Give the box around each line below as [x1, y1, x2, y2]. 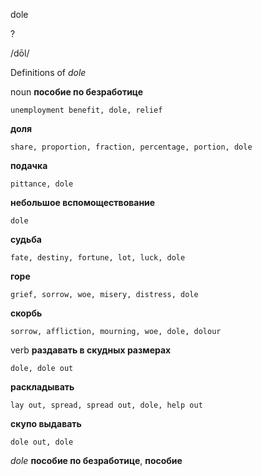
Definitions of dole [10, 67, 87, 78]
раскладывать [10, 381, 75, 393]
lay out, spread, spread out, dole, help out [10, 400, 203, 410]
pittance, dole [10, 179, 74, 189]
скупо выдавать [10, 418, 82, 429]
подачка [10, 160, 48, 171]
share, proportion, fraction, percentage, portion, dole [10, 142, 253, 152]
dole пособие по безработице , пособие [10, 455, 183, 466]
